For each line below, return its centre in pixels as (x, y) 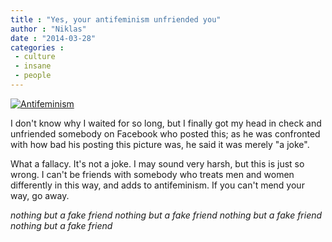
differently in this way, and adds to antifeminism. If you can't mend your (157, 185)
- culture (35, 57)
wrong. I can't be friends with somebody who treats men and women (152, 174)
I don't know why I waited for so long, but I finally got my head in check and (166, 123)
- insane (33, 66)
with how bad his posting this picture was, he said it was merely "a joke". (160, 144)
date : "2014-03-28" (53, 38)
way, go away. (40, 195)
